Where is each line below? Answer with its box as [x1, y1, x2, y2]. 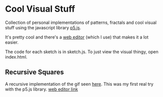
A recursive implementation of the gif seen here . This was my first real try [5, 81, 154, 87]
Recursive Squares [5, 68, 64, 77]
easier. [5, 39, 19, 45]
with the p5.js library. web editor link [5, 86, 78, 92]
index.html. [5, 54, 28, 59]
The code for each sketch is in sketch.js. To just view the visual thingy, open [5, 49, 159, 55]
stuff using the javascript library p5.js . [5, 24, 81, 30]
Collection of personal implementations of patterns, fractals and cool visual [5, 19, 157, 25]
